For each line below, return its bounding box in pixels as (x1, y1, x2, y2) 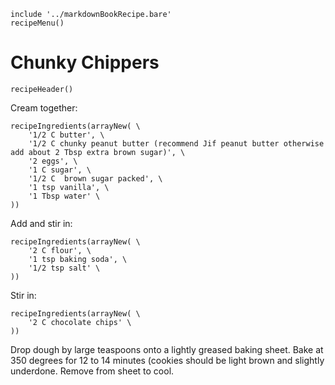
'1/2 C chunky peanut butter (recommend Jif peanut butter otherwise (28, 138, 325, 149)
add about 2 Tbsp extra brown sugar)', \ (10, 147, 186, 157)
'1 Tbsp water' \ (28, 191, 101, 201)
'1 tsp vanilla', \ (28, 182, 110, 192)
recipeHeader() (10, 84, 74, 94)
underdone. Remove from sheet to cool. (10, 365, 175, 377)
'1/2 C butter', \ (28, 130, 105, 140)
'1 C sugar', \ (28, 165, 92, 175)
